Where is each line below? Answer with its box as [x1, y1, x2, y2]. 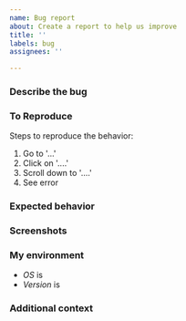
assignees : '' [9, 47, 64, 57]
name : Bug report [9, 13, 76, 23]
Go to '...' [22, 148, 57, 160]
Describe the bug [9, 86, 88, 98]
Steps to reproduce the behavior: [9, 130, 134, 141]
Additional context [9, 302, 94, 315]
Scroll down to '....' [22, 168, 93, 179]
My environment [9, 249, 85, 262]
